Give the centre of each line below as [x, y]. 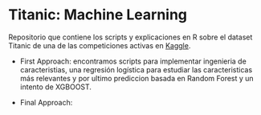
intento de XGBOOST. [56, 87]
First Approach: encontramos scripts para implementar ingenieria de [133, 61]
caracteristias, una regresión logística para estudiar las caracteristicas [136, 69]
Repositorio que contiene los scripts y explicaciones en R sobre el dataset [130, 37]
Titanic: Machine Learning [98, 15]
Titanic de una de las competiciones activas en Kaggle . [100, 45]
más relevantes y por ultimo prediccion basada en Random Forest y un [137, 78]
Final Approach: [46, 102]
